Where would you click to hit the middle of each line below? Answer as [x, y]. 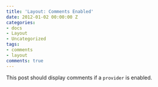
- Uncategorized [26, 39]
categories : [21, 22]
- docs [14, 28]
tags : [13, 45]
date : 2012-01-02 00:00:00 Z [42, 17]
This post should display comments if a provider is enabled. [79, 78]
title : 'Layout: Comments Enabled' [50, 11]
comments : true [25, 61]
